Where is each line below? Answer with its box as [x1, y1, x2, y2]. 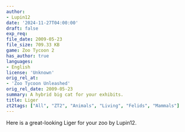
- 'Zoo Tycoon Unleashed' [6, 81, 70, 87]
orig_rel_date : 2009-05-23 [6, 86, 73, 92]
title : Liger [6, 97, 39, 103]
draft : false [6, 25, 39, 32]
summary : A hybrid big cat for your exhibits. [6, 92, 124, 98]
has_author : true [6, 53, 49, 59]
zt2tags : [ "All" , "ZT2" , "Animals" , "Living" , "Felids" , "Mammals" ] [6, 102, 180, 109]
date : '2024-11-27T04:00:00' [6, 20, 79, 26]
